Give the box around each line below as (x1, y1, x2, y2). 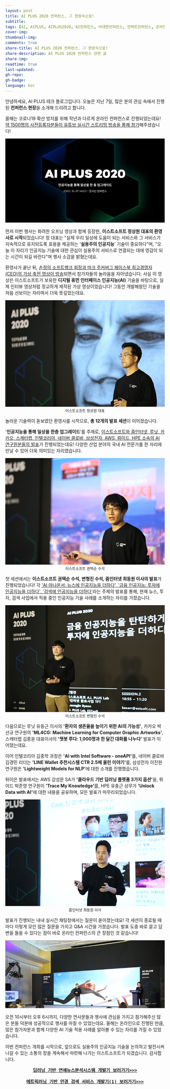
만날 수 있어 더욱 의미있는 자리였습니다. (5, 448, 82, 454)
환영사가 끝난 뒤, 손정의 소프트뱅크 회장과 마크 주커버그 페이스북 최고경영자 (5, 264, 153, 270)
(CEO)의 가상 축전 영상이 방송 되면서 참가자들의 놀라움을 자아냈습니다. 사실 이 (5, 270, 157, 276)
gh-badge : (5, 78, 26, 83)
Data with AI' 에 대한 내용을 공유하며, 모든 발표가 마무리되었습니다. (5, 789, 137, 795)
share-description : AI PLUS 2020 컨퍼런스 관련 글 (5, 51, 107, 56)
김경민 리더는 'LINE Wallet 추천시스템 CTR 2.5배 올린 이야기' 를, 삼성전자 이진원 (5, 759, 163, 765)
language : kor (5, 83, 35, 88)
